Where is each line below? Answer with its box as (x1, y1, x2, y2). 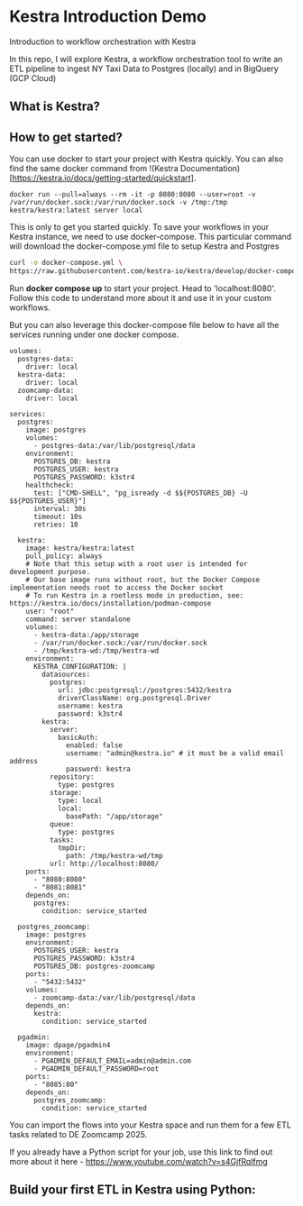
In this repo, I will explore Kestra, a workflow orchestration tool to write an (9, 53, 283, 64)
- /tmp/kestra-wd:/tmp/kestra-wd (32, 646, 160, 655)
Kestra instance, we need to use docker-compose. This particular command (9, 232, 292, 242)
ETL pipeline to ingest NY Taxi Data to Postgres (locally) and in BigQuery (9, 63, 280, 74)
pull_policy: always (25, 552, 103, 561)
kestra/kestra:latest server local (9, 206, 143, 215)
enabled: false (66, 741, 124, 750)
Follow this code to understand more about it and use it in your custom (9, 292, 272, 303)
